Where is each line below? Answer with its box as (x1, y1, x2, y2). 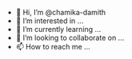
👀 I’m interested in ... (15, 16, 84, 26)
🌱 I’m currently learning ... (15, 25, 102, 33)
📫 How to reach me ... (15, 42, 90, 51)
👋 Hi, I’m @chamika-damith (15, 8, 106, 17)
